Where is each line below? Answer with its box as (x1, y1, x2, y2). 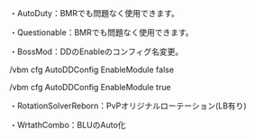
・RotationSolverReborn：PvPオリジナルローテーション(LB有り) (9, 100, 247, 111)
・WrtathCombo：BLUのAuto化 (9, 120, 126, 130)
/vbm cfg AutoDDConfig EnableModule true (9, 82, 171, 92)
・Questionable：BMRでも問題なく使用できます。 (9, 27, 194, 38)
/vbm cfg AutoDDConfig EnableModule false (9, 64, 174, 75)
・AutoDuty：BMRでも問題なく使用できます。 (9, 8, 180, 18)
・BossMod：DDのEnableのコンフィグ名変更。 (9, 46, 184, 57)
